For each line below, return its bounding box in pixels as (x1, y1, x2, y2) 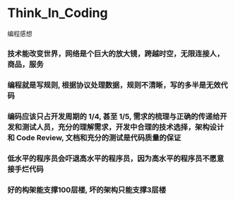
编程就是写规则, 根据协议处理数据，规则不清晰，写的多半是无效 (7, 80, 221, 90)
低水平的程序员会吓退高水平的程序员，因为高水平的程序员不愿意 (7, 154, 224, 163)
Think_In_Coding (7, 5, 108, 21)
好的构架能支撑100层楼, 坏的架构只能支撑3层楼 (7, 185, 167, 195)
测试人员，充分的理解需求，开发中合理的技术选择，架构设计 (21, 122, 224, 132)
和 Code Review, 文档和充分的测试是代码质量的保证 (7, 132, 181, 142)
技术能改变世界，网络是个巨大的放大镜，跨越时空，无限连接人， (7, 48, 224, 58)
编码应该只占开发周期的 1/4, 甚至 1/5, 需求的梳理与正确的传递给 (7, 111, 220, 121)
